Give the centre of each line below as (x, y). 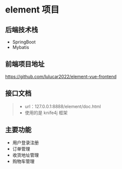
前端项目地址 (25, 64)
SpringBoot (24, 42)
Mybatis (21, 47)
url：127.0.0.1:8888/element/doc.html (63, 106)
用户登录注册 (25, 143)
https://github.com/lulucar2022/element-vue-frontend (61, 76)
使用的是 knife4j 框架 (46, 113)
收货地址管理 (25, 155)
